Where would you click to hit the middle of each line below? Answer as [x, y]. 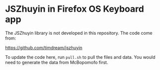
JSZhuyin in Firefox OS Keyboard [75, 9]
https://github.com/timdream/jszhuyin [44, 47]
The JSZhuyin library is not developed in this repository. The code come [79, 33]
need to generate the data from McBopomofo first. [57, 62]
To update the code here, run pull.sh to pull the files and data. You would [80, 57]
